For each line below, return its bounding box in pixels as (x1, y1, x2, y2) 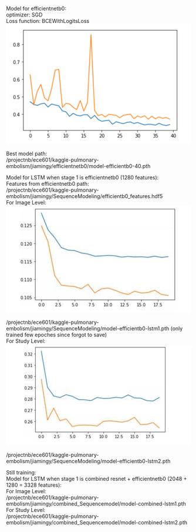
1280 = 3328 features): (6, 481, 62, 488)
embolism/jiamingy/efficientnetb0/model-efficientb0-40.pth (6, 163, 151, 170)
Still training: (6, 469, 36, 476)
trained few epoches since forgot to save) (6, 332, 107, 339)
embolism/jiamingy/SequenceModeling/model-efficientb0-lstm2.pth (6, 458, 171, 465)
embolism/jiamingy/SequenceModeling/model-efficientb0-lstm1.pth (6, 325, 170, 332)
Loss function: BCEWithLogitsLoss (6, 18, 90, 24)
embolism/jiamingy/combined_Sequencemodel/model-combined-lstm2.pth (6, 519, 188, 526)
